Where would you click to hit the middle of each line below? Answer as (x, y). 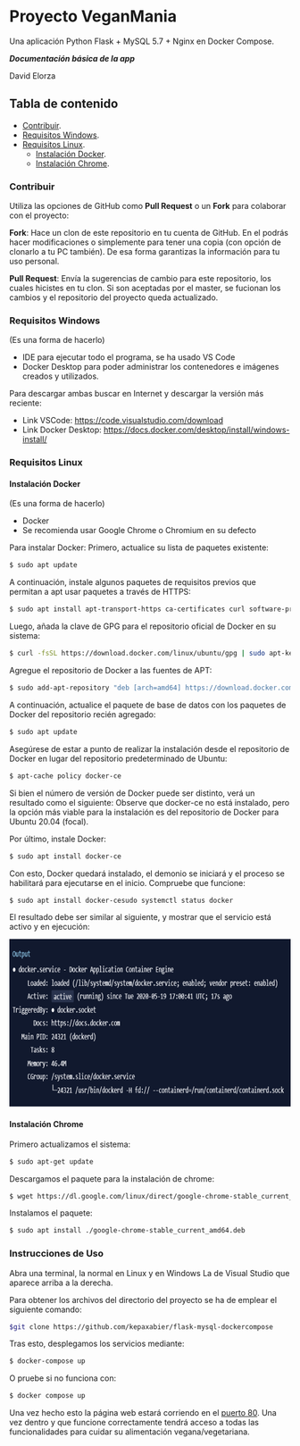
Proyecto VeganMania (93, 17)
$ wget (21, 1196)
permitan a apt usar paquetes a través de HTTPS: (100, 592)
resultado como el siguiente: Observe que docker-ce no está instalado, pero (150, 802)
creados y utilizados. (61, 376)
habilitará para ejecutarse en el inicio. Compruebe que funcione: (127, 882)
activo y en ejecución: (50, 927)
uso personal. (34, 262)
